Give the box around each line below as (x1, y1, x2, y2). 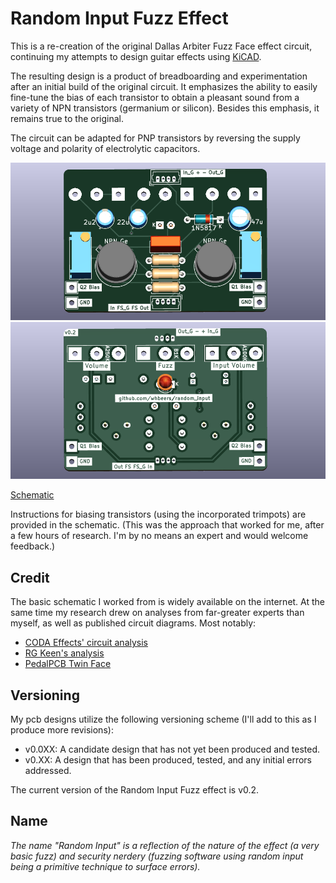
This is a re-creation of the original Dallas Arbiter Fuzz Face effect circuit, (10, 40, 313, 52)
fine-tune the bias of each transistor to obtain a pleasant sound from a (10, 91, 300, 103)
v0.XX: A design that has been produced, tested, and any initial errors (24, 754, 312, 766)
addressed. (24, 765, 72, 776)
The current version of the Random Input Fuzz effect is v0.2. (10, 784, 260, 796)
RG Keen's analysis (24, 647, 105, 659)
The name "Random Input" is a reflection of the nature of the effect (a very (10, 839, 320, 851)
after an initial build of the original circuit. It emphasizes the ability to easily (10, 80, 318, 92)
